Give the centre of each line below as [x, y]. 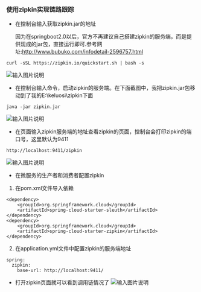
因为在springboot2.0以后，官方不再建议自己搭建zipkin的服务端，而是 [101, 37]
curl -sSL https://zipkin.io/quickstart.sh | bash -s [75, 63]
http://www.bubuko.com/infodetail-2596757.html [83, 52]
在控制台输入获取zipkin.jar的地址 [56, 24]
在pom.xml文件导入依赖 [44, 188]
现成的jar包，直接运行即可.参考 [59, 44]
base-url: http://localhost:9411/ [60, 271]
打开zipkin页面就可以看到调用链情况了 [62, 282]
